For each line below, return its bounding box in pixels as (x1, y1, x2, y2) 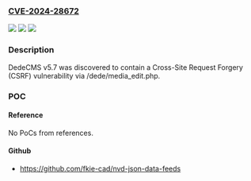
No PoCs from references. (8, 128, 93, 137)
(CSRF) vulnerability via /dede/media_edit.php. (8, 71, 161, 80)
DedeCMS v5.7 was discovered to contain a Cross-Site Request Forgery (8, 62, 244, 72)
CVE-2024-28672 (8, 6, 79, 17)
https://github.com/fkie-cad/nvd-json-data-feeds (19, 164, 181, 173)
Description (8, 44, 55, 56)
